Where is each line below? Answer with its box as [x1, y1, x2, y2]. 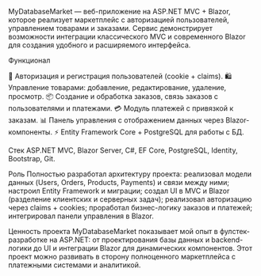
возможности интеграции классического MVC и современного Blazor [8, 32, 246, 41]
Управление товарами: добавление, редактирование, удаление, [8, 83, 227, 92]
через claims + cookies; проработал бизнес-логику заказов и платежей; [8, 203, 253, 212]
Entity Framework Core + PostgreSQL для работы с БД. [60, 127, 244, 137]
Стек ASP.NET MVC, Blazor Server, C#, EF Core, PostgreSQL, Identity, [8, 146, 238, 155]
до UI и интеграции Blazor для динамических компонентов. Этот [33, 244, 252, 252]
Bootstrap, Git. [8, 154, 56, 163]
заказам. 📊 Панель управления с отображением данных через [8, 115, 225, 125]
